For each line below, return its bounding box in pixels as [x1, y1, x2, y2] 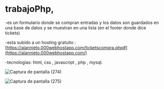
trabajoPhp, [5, 3, 54, 15]
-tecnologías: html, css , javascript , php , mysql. [5, 59, 103, 65]
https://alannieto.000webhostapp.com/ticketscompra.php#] [6, 44, 128, 50]
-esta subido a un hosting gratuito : [5, 39, 76, 45]
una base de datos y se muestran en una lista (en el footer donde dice [5, 24, 146, 30]
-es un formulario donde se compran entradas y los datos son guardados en [5, 20, 159, 25]
